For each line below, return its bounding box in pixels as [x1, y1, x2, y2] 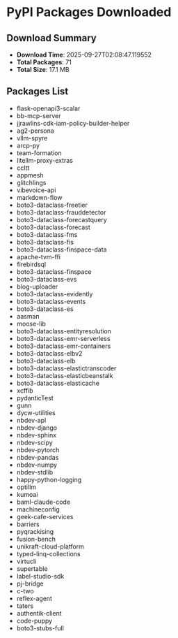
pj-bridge [16, 579, 44, 588]
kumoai [16, 490, 38, 498]
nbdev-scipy [16, 438, 53, 447]
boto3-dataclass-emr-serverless [16, 334, 111, 342]
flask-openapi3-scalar [16, 104, 81, 113]
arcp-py [16, 141, 40, 150]
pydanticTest [16, 393, 54, 402]
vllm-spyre [16, 133, 48, 142]
